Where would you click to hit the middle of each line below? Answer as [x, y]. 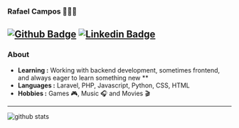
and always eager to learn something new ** [83, 78]
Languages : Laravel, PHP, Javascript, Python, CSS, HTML [104, 85]
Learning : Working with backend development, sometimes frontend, [119, 70]
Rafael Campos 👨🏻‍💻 [42, 11]
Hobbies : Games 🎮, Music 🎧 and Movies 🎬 [84, 93]
